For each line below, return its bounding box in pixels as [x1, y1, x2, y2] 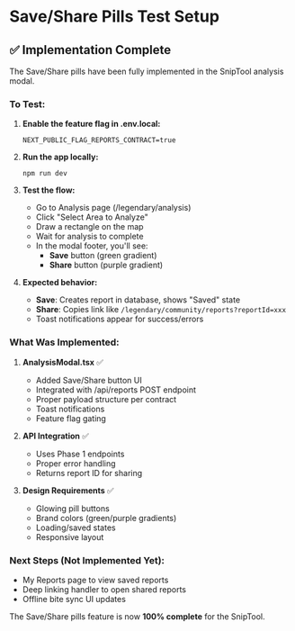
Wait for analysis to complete [35, 231, 144, 242]
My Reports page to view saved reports [22, 574, 169, 585]
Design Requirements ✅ [22, 484, 114, 496]
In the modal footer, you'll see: [35, 240, 148, 251]
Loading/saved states [35, 522, 116, 533]
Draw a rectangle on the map [35, 221, 144, 232]
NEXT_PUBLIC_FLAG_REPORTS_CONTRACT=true [22, 136, 176, 145]
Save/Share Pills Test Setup [9, 6, 220, 27]
